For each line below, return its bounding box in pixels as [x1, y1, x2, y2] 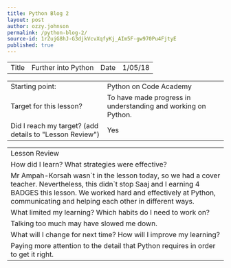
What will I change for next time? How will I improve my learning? [10, 230, 220, 239]
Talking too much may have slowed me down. [10, 219, 158, 228]
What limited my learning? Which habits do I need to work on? [10, 208, 210, 217]
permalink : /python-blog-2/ [7, 29, 88, 36]
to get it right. [10, 249, 54, 259]
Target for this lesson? [10, 101, 82, 110]
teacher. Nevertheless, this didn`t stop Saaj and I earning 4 [10, 180, 200, 188]
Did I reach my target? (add [10, 121, 99, 130]
